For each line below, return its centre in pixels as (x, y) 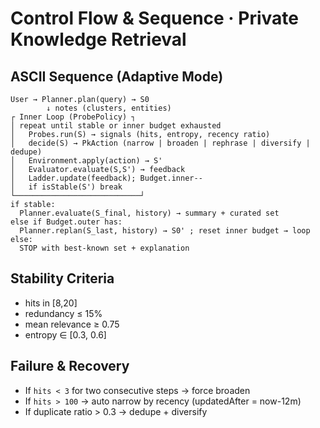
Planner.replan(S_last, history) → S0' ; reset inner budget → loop (165, 231)
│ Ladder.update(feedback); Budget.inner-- (106, 178)
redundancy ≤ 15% (63, 313)
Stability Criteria (62, 278)
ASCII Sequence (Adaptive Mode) (117, 76)
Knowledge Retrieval (98, 39)
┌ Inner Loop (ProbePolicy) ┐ (73, 117)
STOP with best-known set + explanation (104, 248)
